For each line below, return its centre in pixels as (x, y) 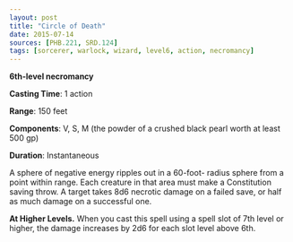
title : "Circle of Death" (57, 26)
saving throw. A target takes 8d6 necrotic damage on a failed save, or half (146, 192)
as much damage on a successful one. (81, 202)
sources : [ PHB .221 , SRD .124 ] (64, 43)
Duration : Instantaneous (54, 156)
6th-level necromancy (52, 76)
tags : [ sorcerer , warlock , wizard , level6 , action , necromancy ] (132, 51)
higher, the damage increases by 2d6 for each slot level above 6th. (133, 229)
